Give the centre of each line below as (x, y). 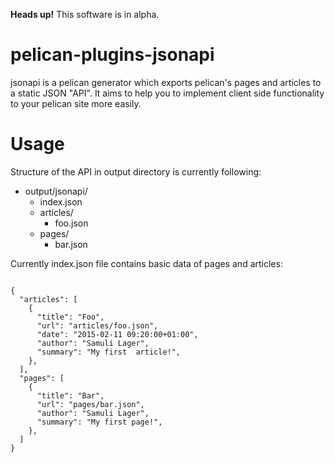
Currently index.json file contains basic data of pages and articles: (146, 263)
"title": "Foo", (70, 317)
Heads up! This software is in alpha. (85, 14)
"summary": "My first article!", (109, 352)
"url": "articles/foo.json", (97, 325)
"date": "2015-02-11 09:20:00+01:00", (117, 334)
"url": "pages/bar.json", (90, 404)
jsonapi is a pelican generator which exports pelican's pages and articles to (166, 82)
